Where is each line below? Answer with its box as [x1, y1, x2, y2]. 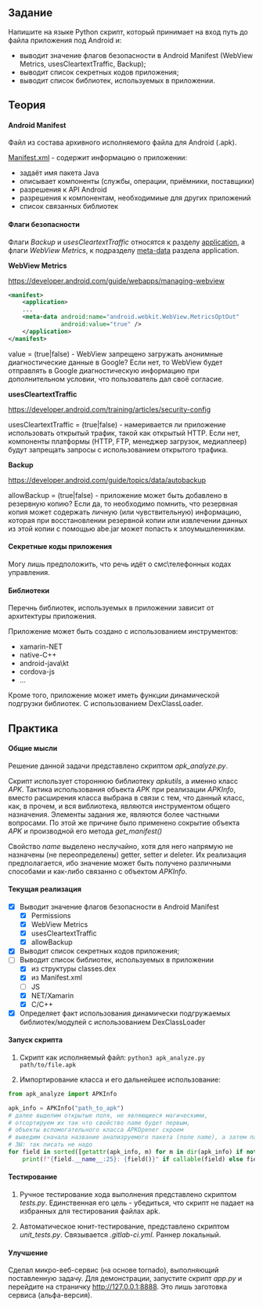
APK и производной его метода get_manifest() [8, 826, 163, 836]
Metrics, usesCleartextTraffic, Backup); [19, 59, 146, 68]
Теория [8, 98, 46, 112]
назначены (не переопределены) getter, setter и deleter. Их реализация [8, 850, 247, 859]
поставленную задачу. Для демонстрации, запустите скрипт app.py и [8, 1274, 243, 1283]
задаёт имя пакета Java [19, 168, 99, 178]
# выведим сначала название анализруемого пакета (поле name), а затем [8, 1133, 247, 1141]
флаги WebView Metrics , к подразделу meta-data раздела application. [8, 245, 240, 254]
